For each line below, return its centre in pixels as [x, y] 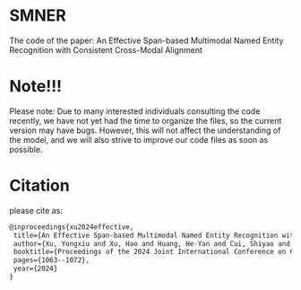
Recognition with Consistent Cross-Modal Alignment [106, 49]
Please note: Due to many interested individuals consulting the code [135, 111]
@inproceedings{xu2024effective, [72, 227]
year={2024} [35, 269]
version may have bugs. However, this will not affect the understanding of [145, 130]
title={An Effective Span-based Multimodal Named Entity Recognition [146, 235]
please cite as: [36, 210]
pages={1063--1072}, [52, 260]
